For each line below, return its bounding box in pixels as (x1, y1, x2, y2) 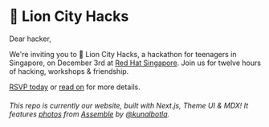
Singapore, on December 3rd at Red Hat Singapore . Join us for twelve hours (9, 58, 262, 68)
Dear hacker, (9, 34, 51, 43)
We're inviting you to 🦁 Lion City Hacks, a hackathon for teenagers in (9, 49, 237, 59)
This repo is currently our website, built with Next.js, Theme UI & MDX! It (9, 100, 249, 110)
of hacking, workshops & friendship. (9, 66, 129, 76)
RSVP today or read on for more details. (9, 82, 141, 92)
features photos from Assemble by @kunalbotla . (9, 109, 170, 119)
